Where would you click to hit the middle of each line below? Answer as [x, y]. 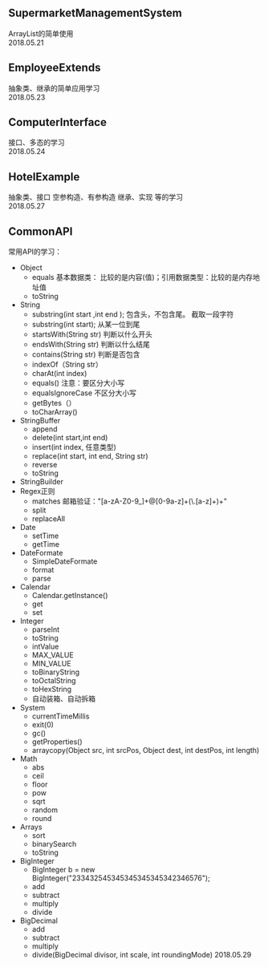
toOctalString [54, 681]
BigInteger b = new [63, 870]
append [45, 429]
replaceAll [49, 519]
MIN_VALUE [51, 664]
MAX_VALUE [53, 655]
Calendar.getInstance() [70, 596]
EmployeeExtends [55, 68]
